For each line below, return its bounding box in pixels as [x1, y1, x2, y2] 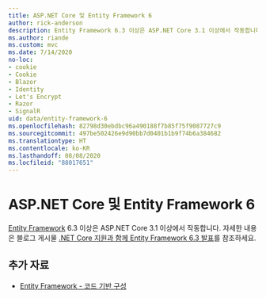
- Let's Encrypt [8, 93, 62, 101]
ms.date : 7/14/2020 [8, 48, 73, 56]
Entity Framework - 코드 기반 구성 [19, 281, 127, 290]
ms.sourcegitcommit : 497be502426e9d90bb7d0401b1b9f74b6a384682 [8, 129, 222, 137]
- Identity [8, 85, 44, 94]
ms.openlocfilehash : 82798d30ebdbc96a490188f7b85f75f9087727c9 [8, 122, 222, 130]
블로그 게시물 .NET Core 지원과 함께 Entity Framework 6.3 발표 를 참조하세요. [16, 233, 256, 243]
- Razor [8, 100, 34, 108]
